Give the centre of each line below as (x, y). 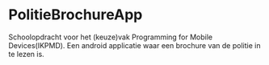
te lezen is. (26, 54)
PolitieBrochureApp (76, 15)
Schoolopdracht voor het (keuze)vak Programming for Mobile (111, 37)
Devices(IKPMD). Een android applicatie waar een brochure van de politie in (134, 45)
